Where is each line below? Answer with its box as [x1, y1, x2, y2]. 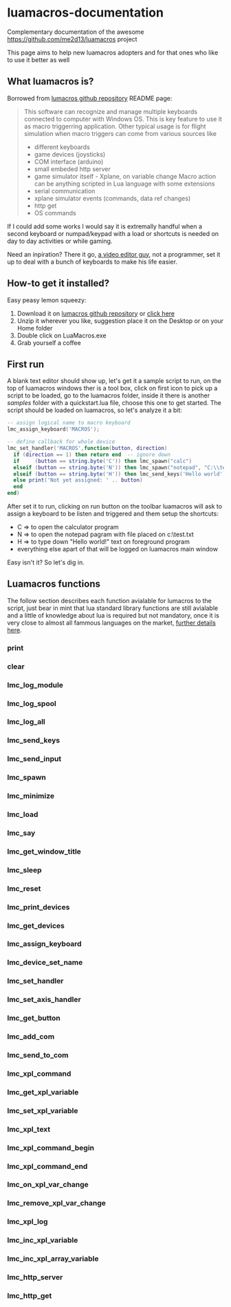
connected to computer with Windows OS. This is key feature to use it [23, 115, 222, 123]
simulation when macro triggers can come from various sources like [23, 129, 217, 137]
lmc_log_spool [7, 698, 56, 708]
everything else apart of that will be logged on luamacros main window [16, 545, 219, 553]
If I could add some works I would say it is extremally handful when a [7, 222, 203, 230]
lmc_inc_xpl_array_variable [7, 1254, 99, 1264]
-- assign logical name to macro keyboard [7, 420, 131, 426]
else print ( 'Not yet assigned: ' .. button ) [13, 477, 143, 484]
